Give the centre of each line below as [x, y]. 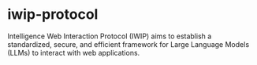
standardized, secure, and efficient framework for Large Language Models [128, 44]
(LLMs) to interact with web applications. [74, 52]
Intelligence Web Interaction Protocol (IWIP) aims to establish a [110, 36]
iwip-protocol [53, 14]
